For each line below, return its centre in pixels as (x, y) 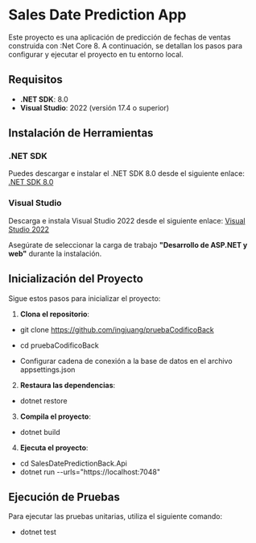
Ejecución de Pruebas (64, 497)
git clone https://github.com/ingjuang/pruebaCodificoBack (117, 329)
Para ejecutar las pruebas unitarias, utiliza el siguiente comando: (116, 516)
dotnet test (38, 532)
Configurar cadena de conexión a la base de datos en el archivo (126, 361)
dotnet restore (43, 400)
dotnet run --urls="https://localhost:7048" (90, 472)
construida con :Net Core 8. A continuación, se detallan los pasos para (126, 45)
